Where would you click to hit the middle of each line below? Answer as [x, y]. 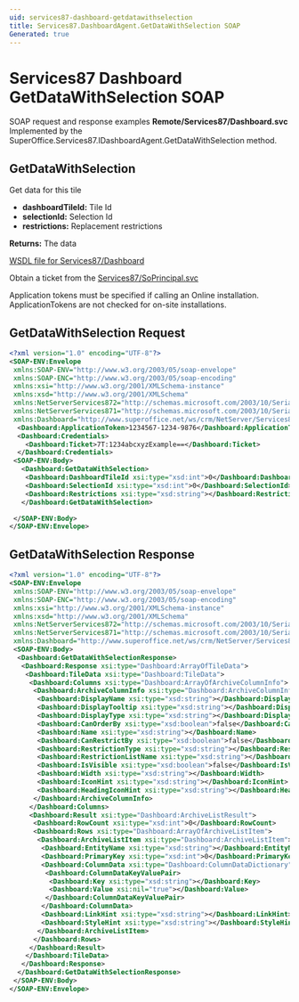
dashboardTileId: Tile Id [67, 208]
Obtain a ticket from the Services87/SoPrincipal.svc [104, 278]
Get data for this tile [45, 190]
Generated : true [39, 34]
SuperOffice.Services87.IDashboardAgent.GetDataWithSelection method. [143, 141]
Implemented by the [46, 131]
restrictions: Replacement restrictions [92, 226]
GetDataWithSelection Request [97, 333]
